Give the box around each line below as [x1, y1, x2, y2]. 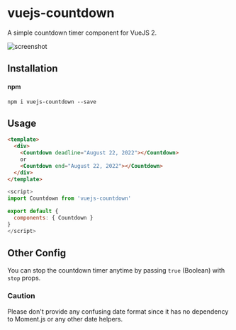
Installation [7, 62, 58, 75]
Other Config [7, 247, 67, 259]
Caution [7, 291, 35, 301]
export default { [7, 207, 59, 215]
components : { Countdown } [13, 215, 94, 222]
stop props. [7, 273, 41, 282]
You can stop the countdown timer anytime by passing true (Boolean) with [7, 266, 225, 274]
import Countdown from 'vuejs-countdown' [7, 195, 132, 203]
